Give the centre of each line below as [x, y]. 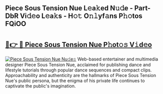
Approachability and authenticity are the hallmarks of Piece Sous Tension [81, 75]
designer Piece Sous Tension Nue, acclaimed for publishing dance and [78, 65]
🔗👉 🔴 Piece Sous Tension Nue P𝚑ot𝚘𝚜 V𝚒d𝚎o [79, 44]
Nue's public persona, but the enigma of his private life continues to [75, 80]
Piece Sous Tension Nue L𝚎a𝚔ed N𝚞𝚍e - [69, 8]
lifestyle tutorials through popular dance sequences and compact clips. [78, 70]
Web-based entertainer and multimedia [118, 59]
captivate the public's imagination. [40, 86]
